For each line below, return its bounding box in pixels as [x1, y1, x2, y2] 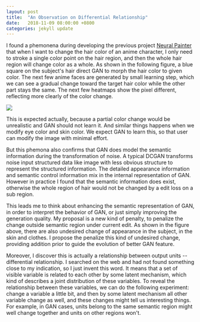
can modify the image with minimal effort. [6, 135, 109, 142]
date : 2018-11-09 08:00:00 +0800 [6, 20, 95, 26]
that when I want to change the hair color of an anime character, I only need [6, 48, 193, 56]
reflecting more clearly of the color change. [6, 93, 113, 100]
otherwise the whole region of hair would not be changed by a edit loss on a [6, 184, 193, 192]
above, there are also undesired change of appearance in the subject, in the [6, 228, 193, 235]
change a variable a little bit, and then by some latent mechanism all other [6, 290, 187, 297]
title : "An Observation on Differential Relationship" [6, 14, 148, 20]
